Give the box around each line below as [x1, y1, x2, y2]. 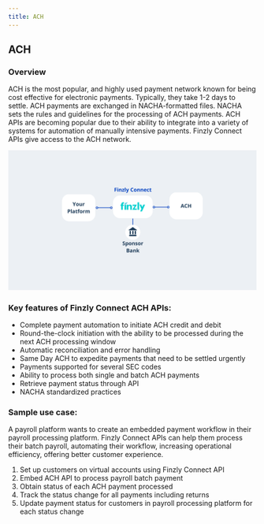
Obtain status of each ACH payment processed [19, 481, 173, 492]
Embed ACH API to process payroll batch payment [19, 474, 184, 483]
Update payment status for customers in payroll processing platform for [19, 499, 253, 508]
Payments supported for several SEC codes [19, 362, 162, 372]
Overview [8, 66, 46, 77]
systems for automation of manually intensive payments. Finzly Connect [8, 126, 243, 136]
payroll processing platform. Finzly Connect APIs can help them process [8, 433, 243, 443]
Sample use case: [8, 407, 78, 418]
